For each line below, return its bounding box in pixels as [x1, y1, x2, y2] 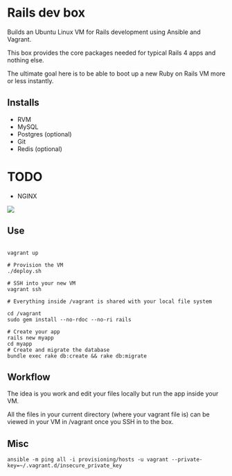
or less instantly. [7, 76, 54, 85]
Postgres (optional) [17, 130, 72, 138]
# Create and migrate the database [7, 346, 110, 353]
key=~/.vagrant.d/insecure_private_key [7, 462, 123, 469]
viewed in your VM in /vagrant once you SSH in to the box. [7, 418, 175, 426]
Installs [7, 97, 39, 109]
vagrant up [7, 249, 39, 256]
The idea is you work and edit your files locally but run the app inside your [7, 389, 219, 398]
